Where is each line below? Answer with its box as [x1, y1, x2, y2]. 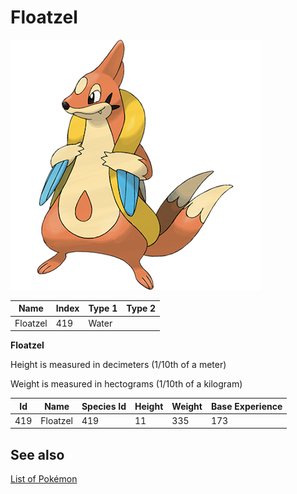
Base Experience [210, 400, 283, 412]
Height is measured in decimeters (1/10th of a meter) [10, 359, 227, 371]
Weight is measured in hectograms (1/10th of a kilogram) [10, 378, 243, 390]
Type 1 [88, 302, 118, 315]
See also [10, 446, 65, 463]
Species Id [81, 400, 127, 412]
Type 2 [126, 302, 157, 315]
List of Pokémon [10, 473, 78, 485]
